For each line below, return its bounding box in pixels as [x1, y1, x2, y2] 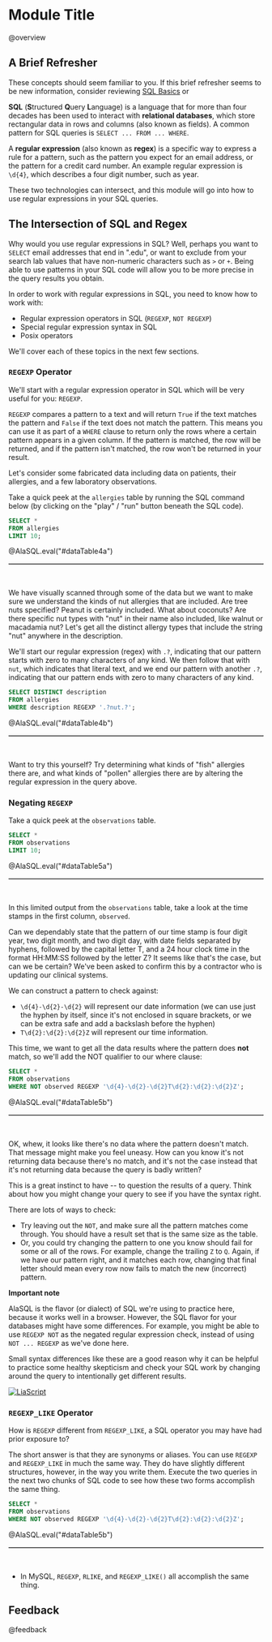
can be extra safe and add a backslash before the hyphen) [19, 1019, 216, 1029]
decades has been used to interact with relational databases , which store [8, 110, 256, 120]
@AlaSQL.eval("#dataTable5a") [8, 862, 113, 871]
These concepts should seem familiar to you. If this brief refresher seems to [8, 77, 261, 87]
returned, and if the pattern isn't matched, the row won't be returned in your [8, 444, 261, 453]
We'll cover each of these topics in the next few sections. [8, 346, 200, 356]
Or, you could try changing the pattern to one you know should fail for [19, 1237, 253, 1247]
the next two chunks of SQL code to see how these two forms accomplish [8, 1475, 255, 1485]
